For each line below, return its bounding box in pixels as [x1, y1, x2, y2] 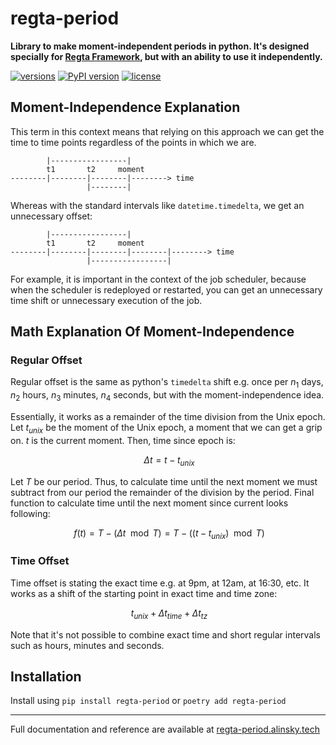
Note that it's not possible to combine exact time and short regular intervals [10, 628, 322, 641]
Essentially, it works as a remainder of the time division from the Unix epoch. [10, 411, 326, 423]
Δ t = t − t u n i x [143, 453, 195, 468]
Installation [10, 668, 82, 685]
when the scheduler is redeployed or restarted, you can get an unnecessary [10, 283, 323, 296]
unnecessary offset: [10, 210, 93, 222]
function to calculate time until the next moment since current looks [10, 497, 289, 509]
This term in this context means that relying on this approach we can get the [10, 125, 325, 137]
